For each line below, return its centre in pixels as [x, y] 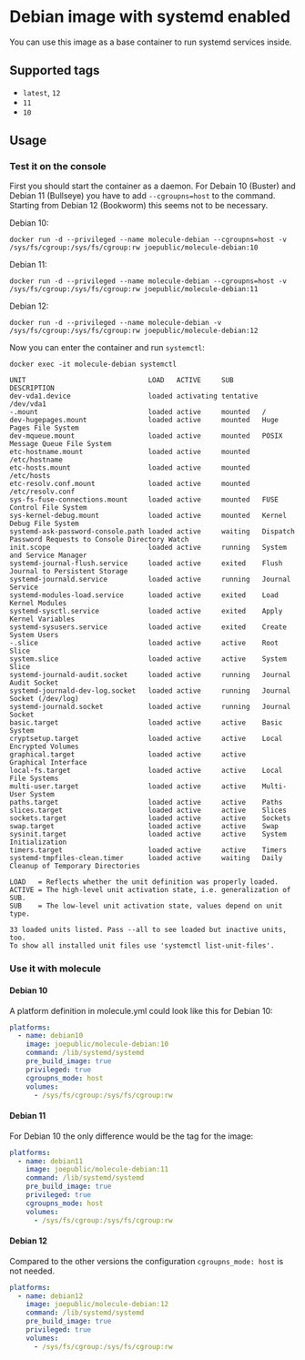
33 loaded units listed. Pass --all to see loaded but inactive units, [148, 930]
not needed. [32, 1271]
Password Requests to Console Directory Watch [99, 540]
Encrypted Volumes [44, 747]
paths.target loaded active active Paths [146, 803]
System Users [34, 635]
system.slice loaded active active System [148, 659]
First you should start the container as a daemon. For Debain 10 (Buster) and [152, 186]
